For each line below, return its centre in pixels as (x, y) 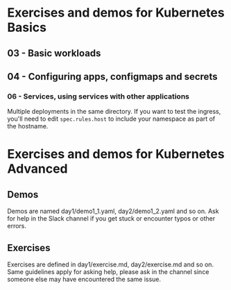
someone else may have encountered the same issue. (84, 280)
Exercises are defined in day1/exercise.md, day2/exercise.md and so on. (110, 264)
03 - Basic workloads (54, 53)
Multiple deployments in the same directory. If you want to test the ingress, (114, 112)
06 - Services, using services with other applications (98, 96)
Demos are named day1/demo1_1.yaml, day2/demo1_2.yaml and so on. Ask (113, 211)
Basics (27, 27)
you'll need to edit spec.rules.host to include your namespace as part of (111, 119)
